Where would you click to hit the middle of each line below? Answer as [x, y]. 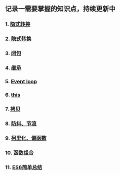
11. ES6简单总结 [24, 167]
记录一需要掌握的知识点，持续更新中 [60, 9]
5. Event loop [21, 82]
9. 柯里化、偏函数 [26, 138]
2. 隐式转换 [18, 39]
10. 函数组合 [19, 153]
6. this [13, 95]
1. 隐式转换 [18, 24]
